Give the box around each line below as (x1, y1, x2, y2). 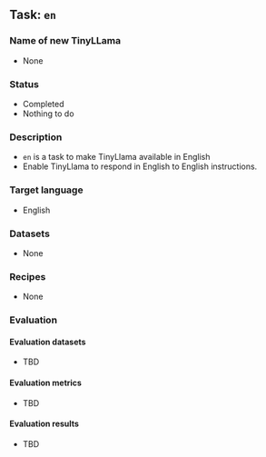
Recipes (9, 270, 46, 283)
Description (9, 131, 63, 144)
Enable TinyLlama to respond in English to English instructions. (22, 161, 258, 172)
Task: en (9, 7, 57, 23)
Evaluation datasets (9, 336, 86, 347)
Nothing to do (22, 108, 74, 119)
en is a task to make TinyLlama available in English (22, 152, 211, 163)
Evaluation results (9, 418, 80, 430)
